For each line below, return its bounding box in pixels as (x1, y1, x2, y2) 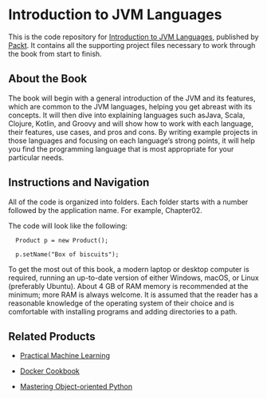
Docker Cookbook (19, 366, 80, 376)
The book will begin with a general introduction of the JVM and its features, (8, 93, 256, 103)
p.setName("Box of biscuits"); (15, 250, 120, 259)
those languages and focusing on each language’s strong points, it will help (8, 136, 255, 145)
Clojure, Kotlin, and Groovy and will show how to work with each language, (8, 118, 253, 128)
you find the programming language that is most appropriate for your (8, 144, 234, 153)
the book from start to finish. (8, 49, 102, 58)
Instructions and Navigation (8, 176, 150, 189)
